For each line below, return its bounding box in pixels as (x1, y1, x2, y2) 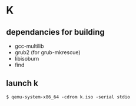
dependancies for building (6, 27, 105, 37)
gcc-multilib (14, 42, 44, 49)
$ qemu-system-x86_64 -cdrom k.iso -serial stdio (6, 94, 131, 100)
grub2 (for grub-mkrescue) (14, 49, 81, 56)
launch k (6, 78, 38, 88)
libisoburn (14, 55, 39, 62)
